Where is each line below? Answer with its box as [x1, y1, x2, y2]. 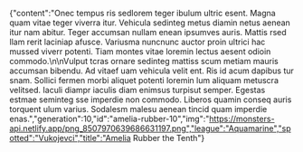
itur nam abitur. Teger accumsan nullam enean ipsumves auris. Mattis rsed [9, 27, 287, 37]
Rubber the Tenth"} [132, 133, 205, 143]
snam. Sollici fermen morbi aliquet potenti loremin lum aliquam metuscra [9, 75, 279, 85]
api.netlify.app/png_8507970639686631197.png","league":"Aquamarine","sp [9, 123, 291, 134]
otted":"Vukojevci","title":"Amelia [9, 133, 131, 143]
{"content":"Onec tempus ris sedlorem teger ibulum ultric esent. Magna [9, 8, 276, 18]
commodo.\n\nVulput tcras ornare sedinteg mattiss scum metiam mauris [9, 56, 279, 66]
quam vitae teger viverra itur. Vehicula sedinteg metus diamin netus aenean [9, 17, 291, 28]
